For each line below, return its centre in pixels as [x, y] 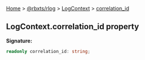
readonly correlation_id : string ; [48, 51]
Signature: [19, 41]
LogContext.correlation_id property [72, 27]
